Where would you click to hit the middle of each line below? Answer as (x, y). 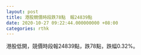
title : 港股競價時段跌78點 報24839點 (49, 17)
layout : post (22, 12)
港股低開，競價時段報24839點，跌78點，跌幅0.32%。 (72, 46)
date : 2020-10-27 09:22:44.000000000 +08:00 (62, 23)
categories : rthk (28, 28)
